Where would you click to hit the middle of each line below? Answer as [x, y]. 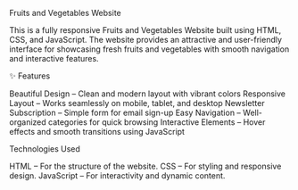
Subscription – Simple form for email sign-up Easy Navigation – [125, 112]
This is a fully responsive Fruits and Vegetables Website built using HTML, [145, 30]
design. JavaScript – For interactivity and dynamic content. [117, 176]
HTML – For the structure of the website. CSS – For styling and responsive [145, 166]
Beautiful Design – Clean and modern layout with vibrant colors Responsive [147, 94]
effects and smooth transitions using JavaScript [97, 132]
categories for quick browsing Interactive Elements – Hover [157, 122]
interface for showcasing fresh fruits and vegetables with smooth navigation [149, 49]
